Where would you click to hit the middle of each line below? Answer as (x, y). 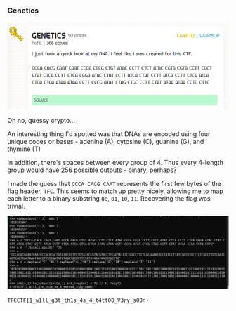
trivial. (16, 206)
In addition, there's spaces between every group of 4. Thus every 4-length (115, 163)
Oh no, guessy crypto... (41, 121)
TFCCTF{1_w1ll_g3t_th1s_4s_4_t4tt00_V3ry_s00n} (78, 300)
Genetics (23, 11)
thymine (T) (24, 149)
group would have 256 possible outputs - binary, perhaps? (92, 170)
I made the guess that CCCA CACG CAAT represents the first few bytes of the (114, 184)
